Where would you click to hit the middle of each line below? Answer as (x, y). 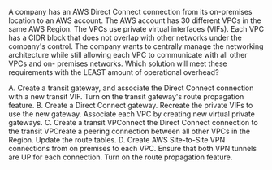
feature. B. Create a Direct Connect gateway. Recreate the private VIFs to (131, 105)
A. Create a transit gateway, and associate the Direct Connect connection (131, 88)
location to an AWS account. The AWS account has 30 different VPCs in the (135, 20)
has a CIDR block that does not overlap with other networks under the (125, 37)
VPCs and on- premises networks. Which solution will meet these (118, 63)
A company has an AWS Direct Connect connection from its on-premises (130, 12)
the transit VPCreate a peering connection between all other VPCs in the (129, 131)
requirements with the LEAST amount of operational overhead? (114, 72)
